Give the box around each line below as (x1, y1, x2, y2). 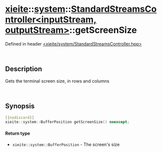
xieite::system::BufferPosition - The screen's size (12, 141, 120, 147)
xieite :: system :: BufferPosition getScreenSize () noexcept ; (5, 120, 130, 125)
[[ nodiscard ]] (5, 115, 35, 120)
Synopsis (5, 102, 35, 110)
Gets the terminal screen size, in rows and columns (5, 78, 110, 84)
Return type (5, 130, 31, 136)
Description (5, 65, 42, 73)
